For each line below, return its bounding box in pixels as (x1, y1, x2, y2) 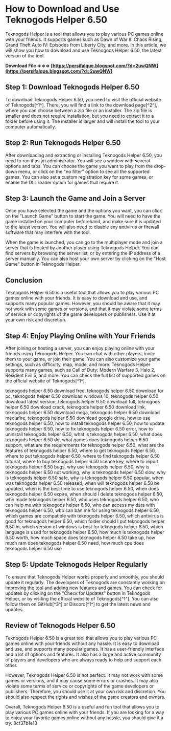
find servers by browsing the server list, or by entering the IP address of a (5, 250, 161, 256)
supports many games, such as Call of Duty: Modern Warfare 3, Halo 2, (5, 367, 156, 373)
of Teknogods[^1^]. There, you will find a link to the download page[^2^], (5, 102, 157, 108)
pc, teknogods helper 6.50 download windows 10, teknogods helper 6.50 (5, 393, 159, 399)
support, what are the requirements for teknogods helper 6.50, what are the (5, 442, 164, 448)
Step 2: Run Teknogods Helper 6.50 (5, 139, 121, 147)
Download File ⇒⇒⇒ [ (5, 62, 53, 69)
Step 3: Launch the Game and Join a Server (5, 194, 145, 203)
